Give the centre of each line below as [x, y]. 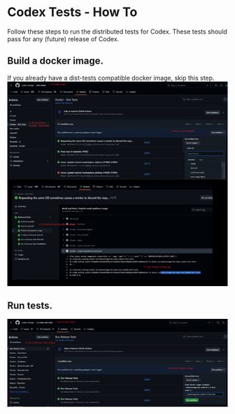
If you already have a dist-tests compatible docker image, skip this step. [111, 78]
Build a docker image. [55, 61]
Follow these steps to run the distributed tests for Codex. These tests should [117, 31]
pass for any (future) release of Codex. [63, 38]
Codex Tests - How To [72, 12]
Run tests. [30, 306]
